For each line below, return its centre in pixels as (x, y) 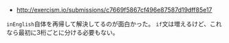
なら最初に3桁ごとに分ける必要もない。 (63, 32)
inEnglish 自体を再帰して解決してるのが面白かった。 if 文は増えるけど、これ (114, 24)
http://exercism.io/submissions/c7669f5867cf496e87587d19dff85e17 (114, 10)
